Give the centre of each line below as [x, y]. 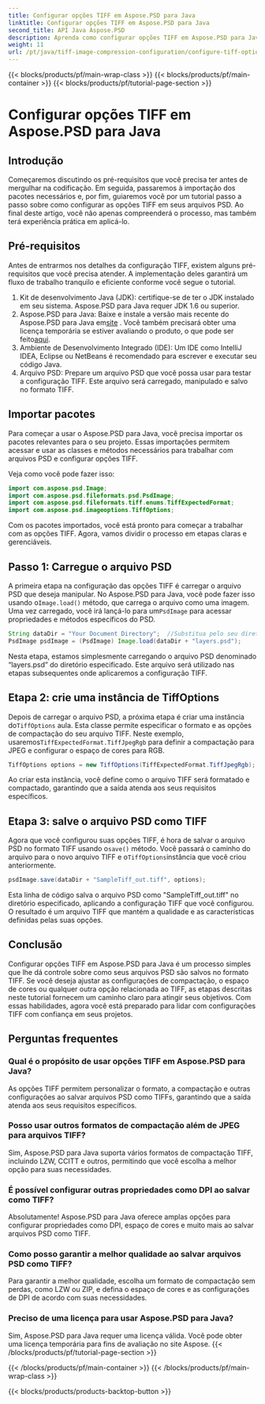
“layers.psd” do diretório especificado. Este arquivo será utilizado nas [121, 664]
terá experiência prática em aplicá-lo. [69, 221]
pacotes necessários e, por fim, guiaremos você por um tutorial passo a [125, 196]
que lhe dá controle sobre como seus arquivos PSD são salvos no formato [129, 972]
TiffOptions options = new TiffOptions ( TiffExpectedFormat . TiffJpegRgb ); [132, 765]
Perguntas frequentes [63, 1039]
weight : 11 [26, 45]
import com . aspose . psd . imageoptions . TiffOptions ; [91, 510]
